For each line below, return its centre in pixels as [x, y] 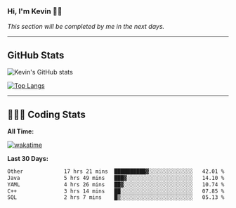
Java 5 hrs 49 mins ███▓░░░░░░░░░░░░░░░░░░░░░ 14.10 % [116, 178]
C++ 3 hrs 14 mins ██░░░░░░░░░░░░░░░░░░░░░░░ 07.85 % [116, 191]
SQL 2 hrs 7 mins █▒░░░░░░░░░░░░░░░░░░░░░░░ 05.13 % [116, 197]
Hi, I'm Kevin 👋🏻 [35, 11]
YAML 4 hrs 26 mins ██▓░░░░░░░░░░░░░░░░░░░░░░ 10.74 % [116, 184]
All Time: [21, 131]
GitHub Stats [36, 55]
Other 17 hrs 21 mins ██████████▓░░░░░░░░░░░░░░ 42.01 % [116, 171]
